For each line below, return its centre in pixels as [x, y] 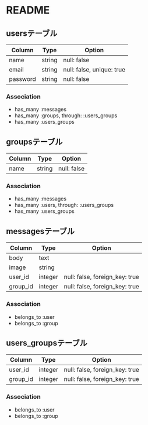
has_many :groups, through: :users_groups [66, 115]
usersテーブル [32, 33]
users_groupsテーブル [47, 343]
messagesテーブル [40, 231]
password [22, 79]
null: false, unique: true [94, 69]
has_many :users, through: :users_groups [64, 205]
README [28, 10]
